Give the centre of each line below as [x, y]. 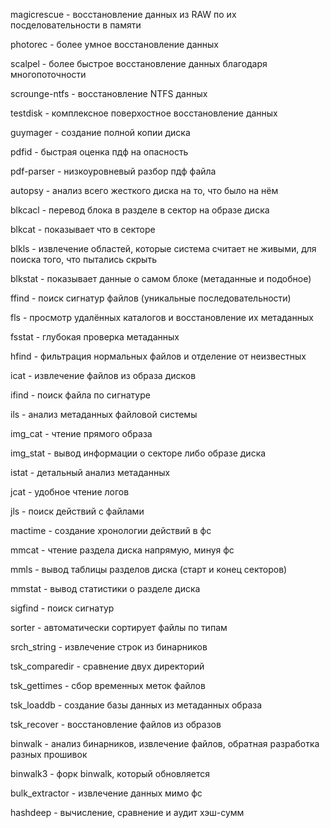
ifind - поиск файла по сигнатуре [80, 395]
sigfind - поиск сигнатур [62, 608]
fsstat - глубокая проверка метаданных [95, 337]
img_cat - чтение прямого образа [81, 433]
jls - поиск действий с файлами [77, 511]
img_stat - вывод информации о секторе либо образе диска [138, 453]
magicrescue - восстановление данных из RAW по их [123, 14]
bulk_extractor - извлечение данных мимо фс [106, 793]
